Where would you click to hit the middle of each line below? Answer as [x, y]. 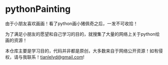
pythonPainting [38, 9]
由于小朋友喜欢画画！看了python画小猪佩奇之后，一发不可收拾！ [71, 23]
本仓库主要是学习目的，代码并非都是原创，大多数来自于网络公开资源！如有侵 [84, 51]
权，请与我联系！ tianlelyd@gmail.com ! [45, 57]
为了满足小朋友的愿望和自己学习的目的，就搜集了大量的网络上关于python [80, 34]
